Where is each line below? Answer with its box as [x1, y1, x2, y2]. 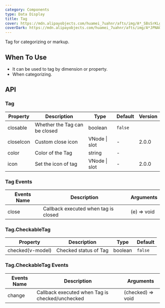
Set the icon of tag [34, 160, 78, 167]
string [88, 149, 102, 156]
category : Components [5, 7, 50, 12]
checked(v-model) [7, 247, 52, 254]
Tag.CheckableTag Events [5, 262, 69, 269]
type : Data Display [5, 12, 45, 17]
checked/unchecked [36, 295, 84, 302]
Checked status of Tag [56, 247, 109, 254]
